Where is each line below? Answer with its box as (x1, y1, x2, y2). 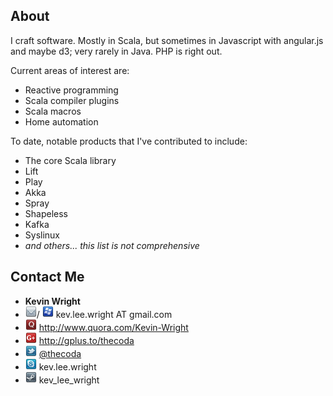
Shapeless (24, 207, 68, 219)
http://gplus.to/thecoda (38, 334, 135, 346)
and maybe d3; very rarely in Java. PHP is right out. (10, 45, 223, 57)
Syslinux (24, 229, 61, 241)
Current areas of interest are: (10, 64, 130, 76)
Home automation (24, 115, 99, 128)
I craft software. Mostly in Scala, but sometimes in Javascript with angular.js (10, 34, 324, 46)
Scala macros (24, 105, 82, 117)
